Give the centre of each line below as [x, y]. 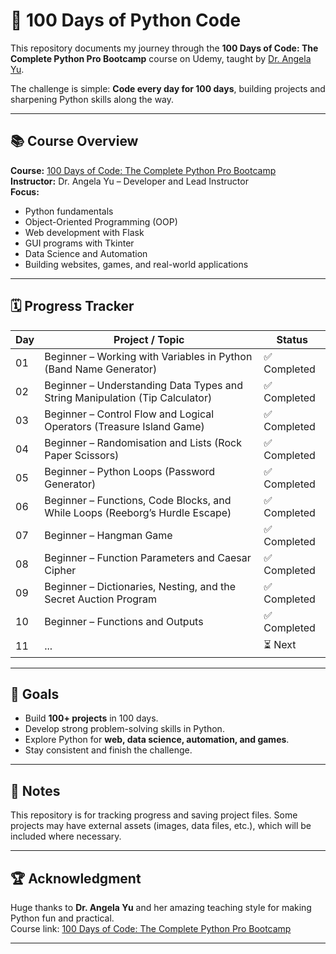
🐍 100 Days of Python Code [126, 20]
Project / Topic [149, 339]
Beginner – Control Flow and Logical [129, 414]
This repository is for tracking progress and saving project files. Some [154, 815]
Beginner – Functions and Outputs [124, 621]
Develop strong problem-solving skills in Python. [124, 729]
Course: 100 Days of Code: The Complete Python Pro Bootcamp [143, 170]
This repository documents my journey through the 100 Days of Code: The [164, 48]
